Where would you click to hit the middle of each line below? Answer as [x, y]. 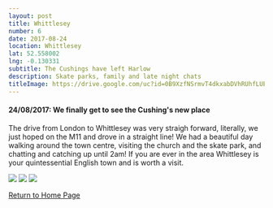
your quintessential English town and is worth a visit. [96, 162]
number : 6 [25, 31]
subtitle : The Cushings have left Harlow [80, 69]
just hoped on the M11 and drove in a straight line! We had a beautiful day [131, 136]
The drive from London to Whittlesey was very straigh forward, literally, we [133, 128]
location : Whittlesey [45, 46]
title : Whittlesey [39, 24]
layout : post [30, 16]
